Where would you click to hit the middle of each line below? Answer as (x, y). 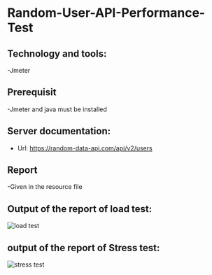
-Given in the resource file (45, 187)
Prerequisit (32, 92)
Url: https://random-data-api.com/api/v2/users (85, 148)
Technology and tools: (57, 54)
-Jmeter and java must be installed (57, 109)
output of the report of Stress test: (84, 247)
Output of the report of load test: (80, 209)
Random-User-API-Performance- (106, 13)
